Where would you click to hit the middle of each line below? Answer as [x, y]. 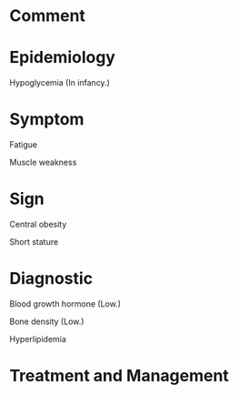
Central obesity [38, 224]
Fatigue [24, 145]
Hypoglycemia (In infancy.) [60, 83]
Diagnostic [51, 279]
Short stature [34, 242]
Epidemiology [63, 58]
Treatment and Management [119, 376]
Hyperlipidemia [38, 338]
